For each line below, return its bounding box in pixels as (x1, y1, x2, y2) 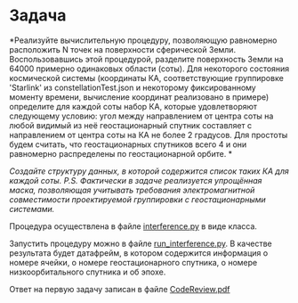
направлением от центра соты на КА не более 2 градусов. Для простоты (9, 129, 288, 140)
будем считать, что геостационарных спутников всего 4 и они (9, 139, 247, 150)
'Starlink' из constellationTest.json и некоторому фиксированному (9, 82, 256, 93)
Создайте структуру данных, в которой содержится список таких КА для (9, 166, 289, 176)
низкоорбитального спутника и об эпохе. (9, 266, 166, 277)
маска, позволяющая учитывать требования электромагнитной (9, 184, 255, 195)
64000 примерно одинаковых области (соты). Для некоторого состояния (9, 63, 290, 74)
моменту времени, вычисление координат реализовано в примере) (9, 91, 270, 102)
